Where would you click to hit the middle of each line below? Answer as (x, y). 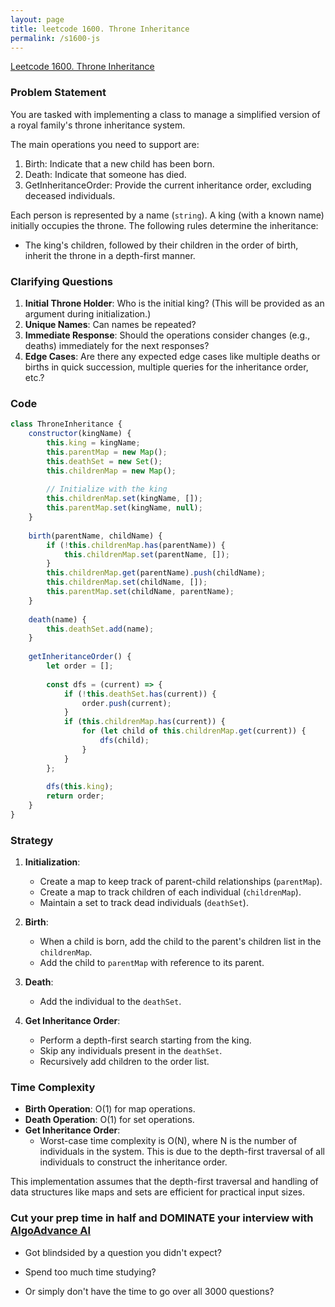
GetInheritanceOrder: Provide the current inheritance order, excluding (168, 185)
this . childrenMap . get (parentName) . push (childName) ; (156, 573)
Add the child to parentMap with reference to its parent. (152, 963)
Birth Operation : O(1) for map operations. (110, 1109)
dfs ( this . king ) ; (80, 787)
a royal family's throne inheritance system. (98, 125)
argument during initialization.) (88, 313)
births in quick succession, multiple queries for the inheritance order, (166, 367)
